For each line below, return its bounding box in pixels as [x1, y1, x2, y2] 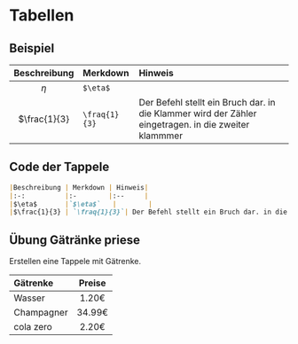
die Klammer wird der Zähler [138, 107, 257, 120]
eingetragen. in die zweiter [138, 119, 250, 130]
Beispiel [9, 41, 55, 56]
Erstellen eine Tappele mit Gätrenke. [9, 256, 142, 267]
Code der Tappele [9, 160, 110, 175]
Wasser [13, 292, 46, 304]
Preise [78, 277, 106, 289]
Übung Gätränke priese [9, 232, 140, 247]
